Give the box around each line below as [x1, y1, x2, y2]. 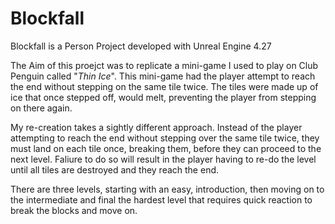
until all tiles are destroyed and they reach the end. [10, 163, 220, 176]
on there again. [10, 102, 73, 114]
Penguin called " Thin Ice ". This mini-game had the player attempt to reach [10, 70, 316, 82]
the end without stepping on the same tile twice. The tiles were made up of [10, 80, 319, 92]
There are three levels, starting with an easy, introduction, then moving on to [10, 183, 325, 195]
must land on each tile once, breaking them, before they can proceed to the [10, 142, 322, 154]
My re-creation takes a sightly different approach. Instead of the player [10, 121, 303, 133]
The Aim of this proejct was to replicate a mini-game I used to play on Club [10, 59, 319, 71]
